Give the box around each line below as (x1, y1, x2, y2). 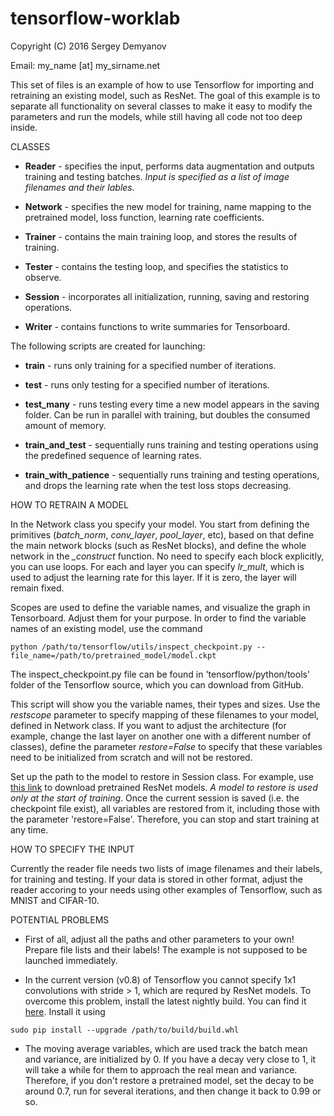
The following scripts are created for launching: (10, 340, 206, 352)
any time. (10, 823, 49, 836)
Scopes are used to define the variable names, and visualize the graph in (10, 601, 311, 613)
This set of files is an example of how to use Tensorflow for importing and (10, 78, 315, 91)
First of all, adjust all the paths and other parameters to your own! (24, 933, 295, 945)
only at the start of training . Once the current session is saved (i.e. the (10, 792, 300, 804)
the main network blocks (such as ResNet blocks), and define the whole (10, 539, 307, 551)
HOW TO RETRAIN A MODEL (10, 498, 129, 511)
